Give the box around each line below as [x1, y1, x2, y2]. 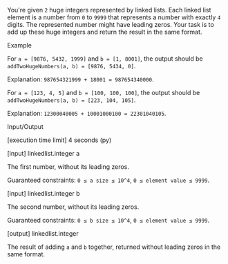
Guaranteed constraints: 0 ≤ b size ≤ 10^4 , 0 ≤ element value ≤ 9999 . [7, 216, 210, 224]
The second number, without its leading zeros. [7, 203, 140, 211]
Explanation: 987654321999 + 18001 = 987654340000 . [7, 75, 154, 83]
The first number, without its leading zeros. [7, 163, 129, 171]
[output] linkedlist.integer [7, 230, 79, 237]
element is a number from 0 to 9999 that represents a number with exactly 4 [7, 13, 221, 21]
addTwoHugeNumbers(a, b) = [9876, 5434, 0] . [7, 62, 136, 70]
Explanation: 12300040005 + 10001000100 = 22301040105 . [7, 110, 167, 117]
